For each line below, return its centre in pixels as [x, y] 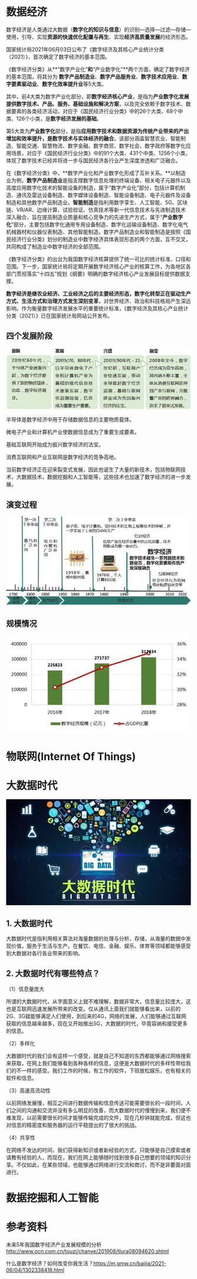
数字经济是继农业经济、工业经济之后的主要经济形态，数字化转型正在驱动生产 [98, 293]
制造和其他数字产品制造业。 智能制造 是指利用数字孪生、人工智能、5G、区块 [97, 202]
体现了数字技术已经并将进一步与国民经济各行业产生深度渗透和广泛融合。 [93, 160]
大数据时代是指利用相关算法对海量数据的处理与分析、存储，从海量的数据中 [96, 939]
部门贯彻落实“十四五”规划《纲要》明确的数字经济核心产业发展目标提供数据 [96, 274]
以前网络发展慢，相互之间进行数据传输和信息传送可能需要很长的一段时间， [96, 1103]
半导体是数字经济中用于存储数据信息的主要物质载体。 [70, 420]
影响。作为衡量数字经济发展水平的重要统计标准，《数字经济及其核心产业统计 [97, 308]
